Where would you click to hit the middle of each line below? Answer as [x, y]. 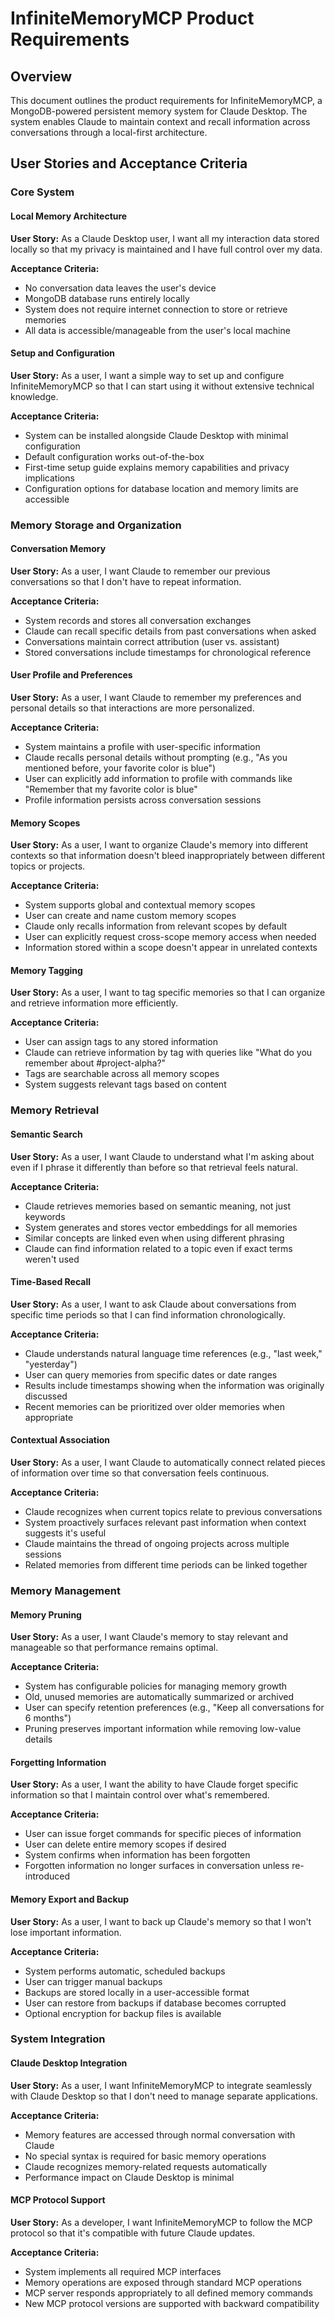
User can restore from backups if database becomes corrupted [155, 2003]
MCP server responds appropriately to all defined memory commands [168, 2293]
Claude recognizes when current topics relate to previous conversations [173, 1511]
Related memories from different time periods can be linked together [166, 1564]
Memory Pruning [46, 1614]
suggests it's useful [65, 1533]
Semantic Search [46, 1134]
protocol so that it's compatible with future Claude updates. [133, 2233]
